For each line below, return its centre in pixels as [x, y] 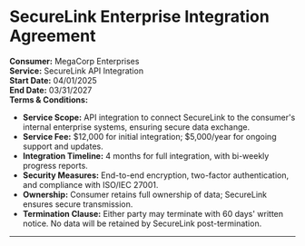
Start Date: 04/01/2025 [53, 80]
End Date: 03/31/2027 [51, 90]
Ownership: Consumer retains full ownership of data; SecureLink [145, 194]
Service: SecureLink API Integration [76, 71]
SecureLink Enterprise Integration [139, 17]
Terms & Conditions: [49, 99]
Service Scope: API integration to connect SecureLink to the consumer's [159, 117]
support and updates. [63, 146]
